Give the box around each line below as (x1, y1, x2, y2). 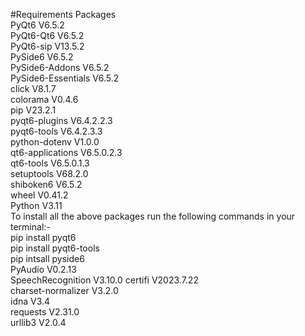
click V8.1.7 (10, 83, 57, 94)
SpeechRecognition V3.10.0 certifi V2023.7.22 (10, 274, 199, 286)
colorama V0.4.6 (10, 94, 79, 105)
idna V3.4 (10, 295, 51, 307)
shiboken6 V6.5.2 (10, 179, 83, 190)
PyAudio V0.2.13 (10, 264, 77, 275)
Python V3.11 (10, 200, 63, 211)
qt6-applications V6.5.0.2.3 (10, 147, 123, 158)
